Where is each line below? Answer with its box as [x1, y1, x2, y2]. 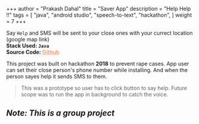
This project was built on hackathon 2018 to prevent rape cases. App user [6, 60, 189, 67]
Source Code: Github [6, 49, 60, 56]
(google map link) [6, 36, 50, 43]
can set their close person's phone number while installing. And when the [6, 66, 188, 74]
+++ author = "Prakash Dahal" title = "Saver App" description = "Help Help [6, 5, 191, 12]
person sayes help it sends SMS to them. [6, 73, 107, 80]
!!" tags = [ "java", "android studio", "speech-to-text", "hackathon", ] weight [6, 11, 192, 19]
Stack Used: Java [6, 42, 50, 49]
